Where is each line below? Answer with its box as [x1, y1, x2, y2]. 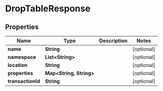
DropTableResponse [5, 3, 91, 14]
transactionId [7, 78, 40, 85]
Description [99, 38, 128, 44]
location [7, 62, 27, 68]
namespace [7, 54, 36, 60]
